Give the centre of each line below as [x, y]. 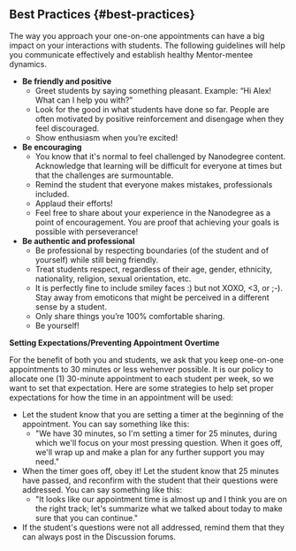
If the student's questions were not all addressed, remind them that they [153, 527]
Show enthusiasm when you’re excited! [106, 137]
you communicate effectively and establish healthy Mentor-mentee [131, 54]
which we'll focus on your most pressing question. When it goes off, [159, 442]
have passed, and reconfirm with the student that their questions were [150, 480]
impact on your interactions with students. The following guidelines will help [147, 45]
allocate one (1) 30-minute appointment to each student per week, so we [141, 379]
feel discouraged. [67, 128]
